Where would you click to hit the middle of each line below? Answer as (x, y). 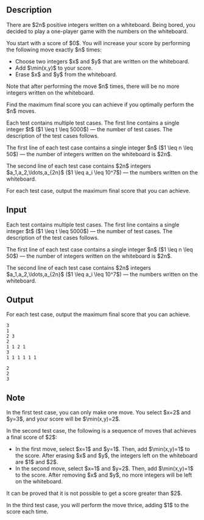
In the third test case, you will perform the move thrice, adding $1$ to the (98, 505)
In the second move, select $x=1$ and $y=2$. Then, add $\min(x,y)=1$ (104, 469)
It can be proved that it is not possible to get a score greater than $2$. (94, 493)
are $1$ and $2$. (37, 462)
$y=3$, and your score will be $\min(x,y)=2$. (63, 419)
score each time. (27, 511)
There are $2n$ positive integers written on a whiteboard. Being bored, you (101, 24)
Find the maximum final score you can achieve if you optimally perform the (100, 104)
